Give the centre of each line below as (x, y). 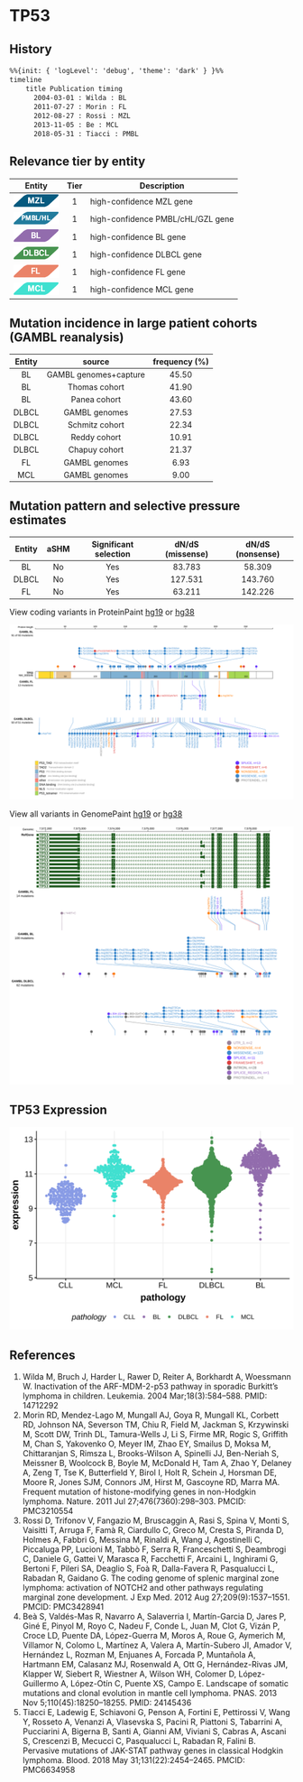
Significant (113, 544)
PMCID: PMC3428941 (63, 1607)
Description (162, 186)
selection (112, 554)
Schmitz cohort (96, 424)
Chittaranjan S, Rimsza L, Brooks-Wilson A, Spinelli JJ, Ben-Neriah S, (151, 1454)
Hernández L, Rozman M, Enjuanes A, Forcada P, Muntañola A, (139, 1655)
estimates (38, 520)
